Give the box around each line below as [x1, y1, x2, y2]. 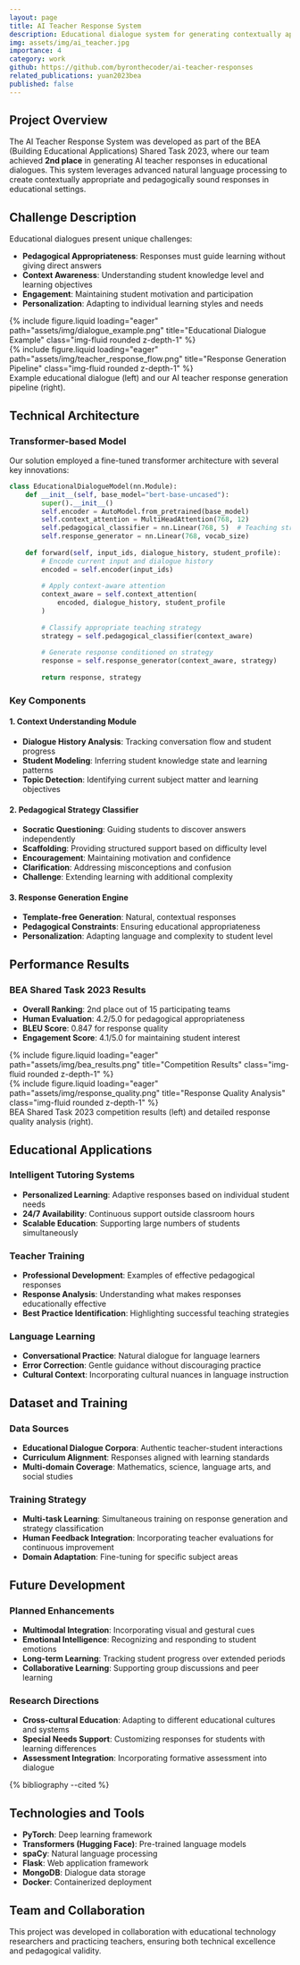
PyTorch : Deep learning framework [21, 1829, 153, 1840]
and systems [21, 1725, 70, 1735]
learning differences [21, 1743, 96, 1754]
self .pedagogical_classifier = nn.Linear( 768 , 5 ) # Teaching [41, 524, 278, 533]
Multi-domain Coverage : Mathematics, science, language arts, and [21, 1462, 271, 1472]
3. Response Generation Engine [9, 891, 129, 903]
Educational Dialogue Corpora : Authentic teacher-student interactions [21, 1443, 283, 1454]
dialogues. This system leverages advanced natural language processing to [9, 164, 287, 175]
